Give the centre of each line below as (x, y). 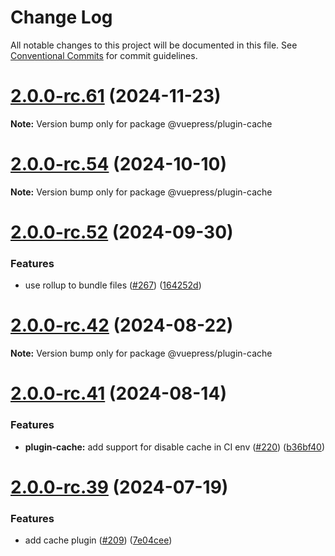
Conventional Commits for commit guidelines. (104, 55)
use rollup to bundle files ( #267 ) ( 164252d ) (113, 285)
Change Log (61, 17)
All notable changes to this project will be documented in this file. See (154, 45)
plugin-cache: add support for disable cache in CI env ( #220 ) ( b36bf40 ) (174, 447)
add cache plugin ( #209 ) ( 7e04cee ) (98, 540)
